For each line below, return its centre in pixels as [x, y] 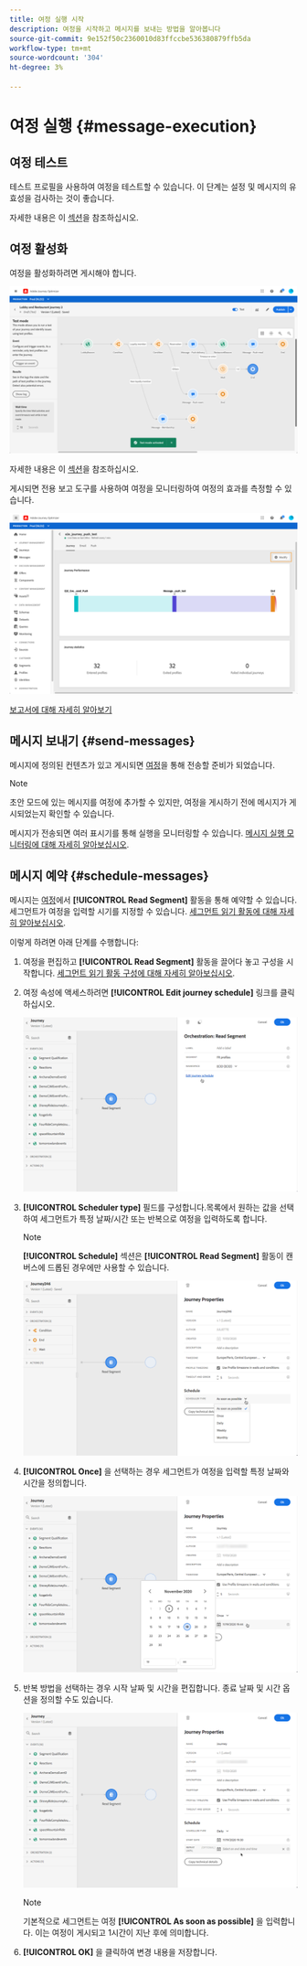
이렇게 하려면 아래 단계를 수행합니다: [74, 942]
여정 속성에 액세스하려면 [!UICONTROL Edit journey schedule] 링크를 [150, 992]
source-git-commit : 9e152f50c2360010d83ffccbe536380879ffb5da [130, 38]
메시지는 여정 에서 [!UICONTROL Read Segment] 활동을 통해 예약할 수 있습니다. [153, 900]
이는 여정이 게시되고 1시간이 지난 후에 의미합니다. [122, 1933]
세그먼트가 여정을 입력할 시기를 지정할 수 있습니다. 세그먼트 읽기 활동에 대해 [143, 911]
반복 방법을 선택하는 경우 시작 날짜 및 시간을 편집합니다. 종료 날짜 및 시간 [152, 1688]
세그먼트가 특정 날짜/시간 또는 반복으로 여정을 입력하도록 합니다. [153, 1219]
